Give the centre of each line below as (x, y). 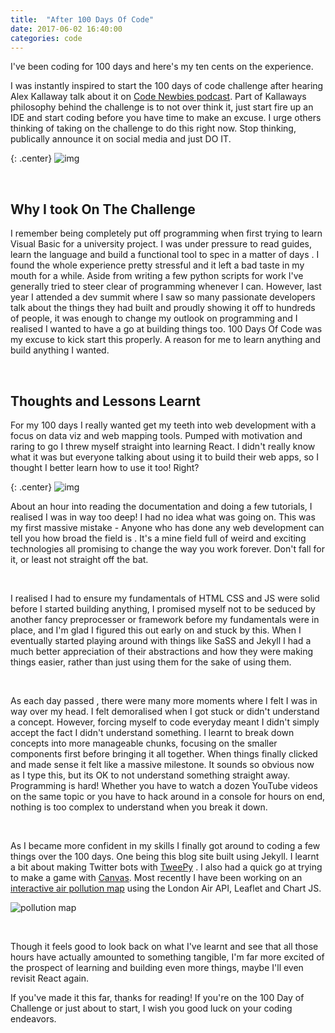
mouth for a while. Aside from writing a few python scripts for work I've (157, 276)
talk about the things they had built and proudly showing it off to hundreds (163, 308)
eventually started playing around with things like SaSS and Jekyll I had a (161, 640)
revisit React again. (49, 978)
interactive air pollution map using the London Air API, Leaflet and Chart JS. (166, 888)
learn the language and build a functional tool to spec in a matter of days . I (165, 255)
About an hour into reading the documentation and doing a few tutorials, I (161, 506)
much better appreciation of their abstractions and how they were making (162, 651)
